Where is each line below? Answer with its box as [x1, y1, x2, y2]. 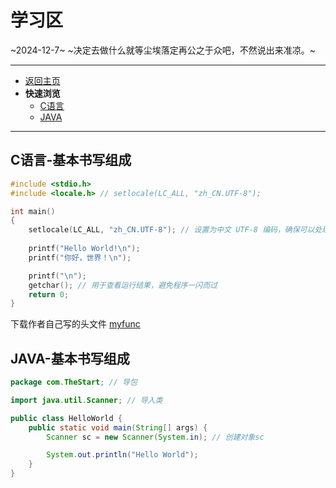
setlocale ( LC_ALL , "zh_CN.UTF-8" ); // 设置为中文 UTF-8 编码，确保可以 [28, 225, 315, 235]
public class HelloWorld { [10, 413, 123, 423]
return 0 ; [28, 289, 70, 300]
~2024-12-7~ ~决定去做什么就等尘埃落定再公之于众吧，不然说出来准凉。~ [10, 44, 316, 56]
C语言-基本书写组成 [10, 152, 132, 169]
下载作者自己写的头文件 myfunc [10, 318, 141, 330]
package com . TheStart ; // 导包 [10, 377, 138, 388]
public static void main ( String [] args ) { [28, 422, 208, 433]
